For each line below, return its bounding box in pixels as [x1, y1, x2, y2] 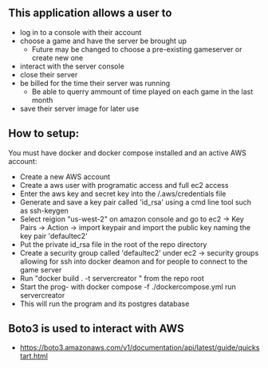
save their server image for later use [19, 104, 140, 113]
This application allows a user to [8, 6, 172, 20]
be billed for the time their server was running [19, 78, 171, 88]
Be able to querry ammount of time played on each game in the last [31, 87, 254, 96]
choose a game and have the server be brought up [19, 36, 187, 45]
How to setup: [8, 127, 80, 140]
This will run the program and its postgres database [19, 299, 190, 308]
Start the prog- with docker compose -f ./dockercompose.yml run [19, 282, 237, 292]
